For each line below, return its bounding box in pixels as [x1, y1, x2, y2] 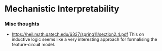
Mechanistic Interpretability [4, 3, 119, 14]
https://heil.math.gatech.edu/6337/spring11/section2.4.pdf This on [11, 31, 144, 37]
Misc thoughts [4, 21, 40, 27]
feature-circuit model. [11, 42, 55, 48]
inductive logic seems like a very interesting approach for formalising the [11, 37, 157, 42]
